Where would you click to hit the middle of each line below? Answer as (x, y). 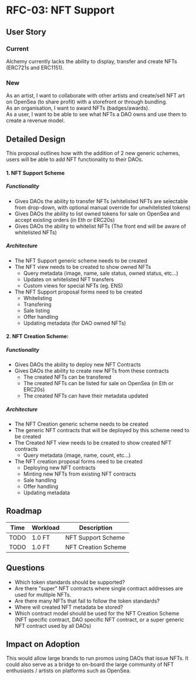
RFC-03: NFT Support (60, 10)
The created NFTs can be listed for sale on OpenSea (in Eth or (98, 383)
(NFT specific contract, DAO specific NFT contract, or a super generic (99, 620)
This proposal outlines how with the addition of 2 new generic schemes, (93, 153)
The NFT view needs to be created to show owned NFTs (83, 267)
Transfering (37, 304)
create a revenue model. (36, 120)
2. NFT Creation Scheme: (38, 336)
